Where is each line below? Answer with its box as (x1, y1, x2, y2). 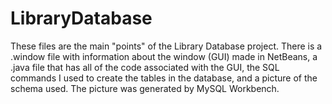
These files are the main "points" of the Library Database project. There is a (10, 40, 323, 52)
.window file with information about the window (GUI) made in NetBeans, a (10, 50, 318, 62)
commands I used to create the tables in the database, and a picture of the (10, 72, 318, 84)
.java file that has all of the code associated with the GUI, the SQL (10, 61, 280, 73)
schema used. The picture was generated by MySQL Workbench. (10, 82, 280, 94)
